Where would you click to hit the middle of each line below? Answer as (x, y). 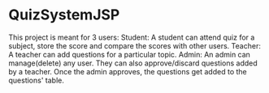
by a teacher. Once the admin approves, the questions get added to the (128, 71)
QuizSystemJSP (64, 15)
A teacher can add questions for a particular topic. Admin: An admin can (129, 54)
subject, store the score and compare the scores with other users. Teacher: (135, 45)
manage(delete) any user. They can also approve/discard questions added (133, 63)
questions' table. (37, 80)
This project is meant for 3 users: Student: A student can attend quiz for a (132, 37)
